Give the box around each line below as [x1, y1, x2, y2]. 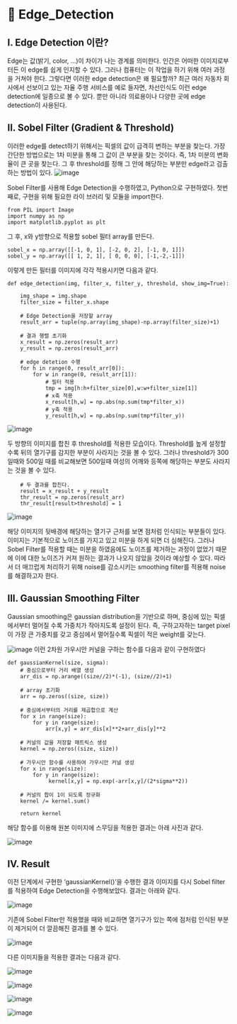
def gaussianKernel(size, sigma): [7, 659, 110, 666]
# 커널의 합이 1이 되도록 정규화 [20, 791, 101, 798]
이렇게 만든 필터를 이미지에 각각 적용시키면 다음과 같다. [7, 265, 158, 274]
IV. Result [7, 858, 50, 870]
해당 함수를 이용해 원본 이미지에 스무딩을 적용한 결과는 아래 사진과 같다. [7, 823, 204, 832]
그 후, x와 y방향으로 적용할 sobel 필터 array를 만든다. [7, 232, 154, 241]
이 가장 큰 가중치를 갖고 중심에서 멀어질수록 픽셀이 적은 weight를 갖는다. [7, 629, 207, 638]
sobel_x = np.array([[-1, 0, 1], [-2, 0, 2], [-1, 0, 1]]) [7, 246, 185, 253]
